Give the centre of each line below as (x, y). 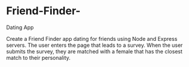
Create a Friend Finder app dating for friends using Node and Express (92, 39)
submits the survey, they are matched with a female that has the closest (94, 51)
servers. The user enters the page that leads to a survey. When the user (94, 45)
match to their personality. (38, 58)
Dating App (20, 27)
